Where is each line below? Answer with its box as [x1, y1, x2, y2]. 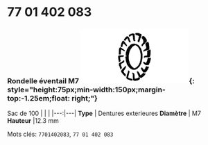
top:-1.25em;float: [7, 94, 71, 103]
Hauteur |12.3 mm [7, 117, 59, 125]
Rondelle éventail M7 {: [7, 76, 196, 86]
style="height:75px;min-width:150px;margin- [7, 85, 166, 94]
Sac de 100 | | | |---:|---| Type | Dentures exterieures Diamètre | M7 [7, 109, 201, 118]
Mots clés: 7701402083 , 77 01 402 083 [7, 130, 114, 139]
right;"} [71, 94, 98, 103]
